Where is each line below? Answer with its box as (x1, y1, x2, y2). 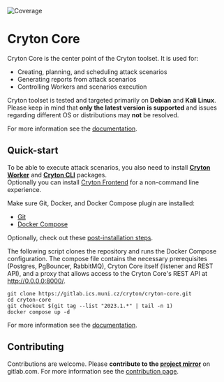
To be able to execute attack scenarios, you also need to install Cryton (7, 163, 211, 171)
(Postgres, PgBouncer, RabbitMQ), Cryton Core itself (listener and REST (7, 262, 214, 270)
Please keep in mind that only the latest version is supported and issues (7, 103, 218, 112)
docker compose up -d (7, 308, 70, 316)
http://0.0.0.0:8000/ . (7, 277, 66, 285)
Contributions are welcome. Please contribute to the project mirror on (7, 360, 211, 368)
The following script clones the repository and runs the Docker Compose (7, 247, 217, 255)
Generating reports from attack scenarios (17, 75, 137, 83)
